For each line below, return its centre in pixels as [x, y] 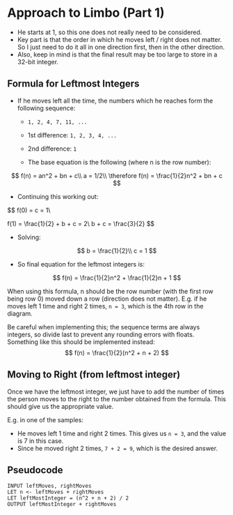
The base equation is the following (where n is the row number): [119, 162]
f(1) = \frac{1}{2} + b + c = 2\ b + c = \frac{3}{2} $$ [81, 223]
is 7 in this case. [40, 440]
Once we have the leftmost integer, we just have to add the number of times [116, 391]
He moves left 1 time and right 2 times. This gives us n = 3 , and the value [122, 433]
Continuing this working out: [58, 196]
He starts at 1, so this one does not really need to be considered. [110, 32]
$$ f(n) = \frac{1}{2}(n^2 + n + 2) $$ [117, 352]
